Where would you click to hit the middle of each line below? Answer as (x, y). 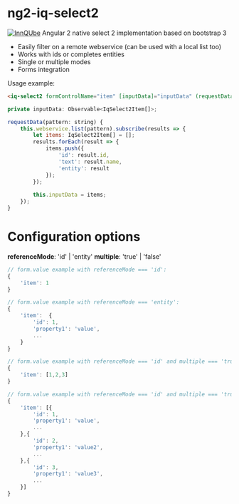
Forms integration (43, 69)
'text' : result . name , (90, 162)
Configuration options (74, 237)
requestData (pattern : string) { (55, 122)
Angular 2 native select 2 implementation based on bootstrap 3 (134, 33)
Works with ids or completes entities (71, 54)
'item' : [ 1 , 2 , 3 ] (44, 375)
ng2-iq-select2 (53, 13)
